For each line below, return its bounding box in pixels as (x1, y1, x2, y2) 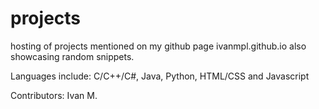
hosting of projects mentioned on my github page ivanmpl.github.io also (10, 40, 307, 52)
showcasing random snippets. (10, 50, 135, 62)
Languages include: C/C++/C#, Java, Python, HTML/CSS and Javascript (10, 70, 310, 82)
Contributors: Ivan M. (10, 89, 98, 101)
